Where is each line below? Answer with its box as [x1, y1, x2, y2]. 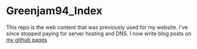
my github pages [6, 36, 47, 43]
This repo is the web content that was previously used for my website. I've [6, 24, 188, 31]
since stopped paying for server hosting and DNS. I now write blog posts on [6, 30, 192, 37]
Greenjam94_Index [6, 4, 103, 18]
